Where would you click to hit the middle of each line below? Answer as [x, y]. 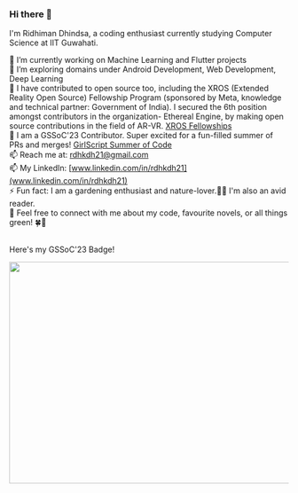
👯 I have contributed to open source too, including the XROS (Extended [139, 89]
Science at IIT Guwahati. [54, 43]
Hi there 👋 [31, 14]
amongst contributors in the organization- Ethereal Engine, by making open [146, 117]
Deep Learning [36, 79]
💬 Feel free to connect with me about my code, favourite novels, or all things [149, 213]
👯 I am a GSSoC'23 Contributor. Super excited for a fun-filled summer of [141, 136]
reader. [22, 204]
